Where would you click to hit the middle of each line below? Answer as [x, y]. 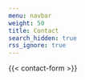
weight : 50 [26, 23]
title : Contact [34, 30]
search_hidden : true [43, 38]
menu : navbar [30, 16]
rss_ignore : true [37, 46]
